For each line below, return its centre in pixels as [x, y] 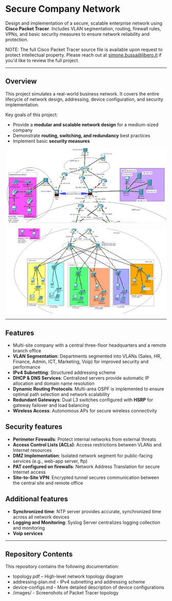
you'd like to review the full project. [42, 60]
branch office [27, 350]
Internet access [29, 472]
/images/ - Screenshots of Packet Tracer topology [66, 593]
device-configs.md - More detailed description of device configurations [89, 587]
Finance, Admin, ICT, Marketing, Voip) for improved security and [81, 361]
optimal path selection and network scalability [61, 394]
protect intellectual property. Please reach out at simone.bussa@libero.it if [84, 55]
